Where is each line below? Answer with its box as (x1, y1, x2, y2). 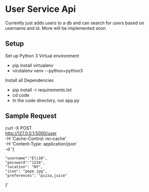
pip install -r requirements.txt (12, 87, 72, 93)
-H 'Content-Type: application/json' (5, 140, 78, 147)
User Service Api (5, 3, 76, 15)
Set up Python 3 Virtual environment (5, 53, 79, 59)
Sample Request (5, 112, 57, 120)
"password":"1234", (5, 160, 46, 165)
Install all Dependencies (5, 77, 54, 83)
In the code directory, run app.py (12, 97, 80, 103)
